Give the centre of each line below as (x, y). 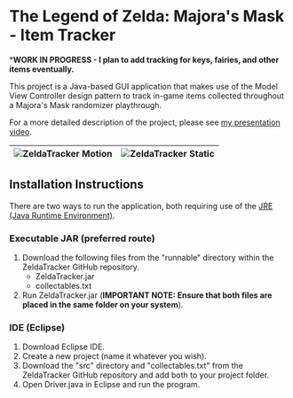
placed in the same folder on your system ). (103, 305)
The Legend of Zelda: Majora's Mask (147, 16)
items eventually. (42, 69)
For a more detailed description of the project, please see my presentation (145, 122)
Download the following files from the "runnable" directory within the (148, 258)
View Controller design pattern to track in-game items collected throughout (146, 96)
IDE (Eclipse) (37, 327)
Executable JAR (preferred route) (82, 238)
